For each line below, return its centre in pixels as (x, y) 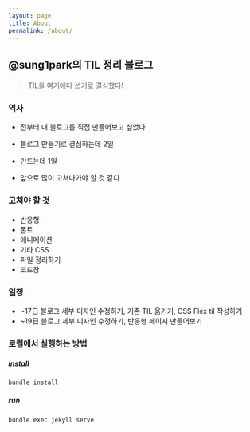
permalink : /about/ (41, 30)
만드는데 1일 (38, 161)
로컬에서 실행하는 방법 (48, 344)
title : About (30, 23)
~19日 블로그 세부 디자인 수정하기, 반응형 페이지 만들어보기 (111, 321)
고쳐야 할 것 (29, 200)
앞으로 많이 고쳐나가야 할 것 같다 (70, 178)
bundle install (33, 382)
